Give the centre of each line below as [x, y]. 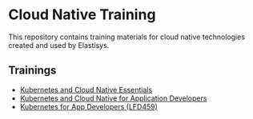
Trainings [32, 71]
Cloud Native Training [82, 15]
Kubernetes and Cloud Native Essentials [86, 89]
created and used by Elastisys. [59, 45]
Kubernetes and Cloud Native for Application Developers [113, 98]
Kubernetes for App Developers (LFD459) [89, 106]
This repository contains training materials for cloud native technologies [127, 37]
